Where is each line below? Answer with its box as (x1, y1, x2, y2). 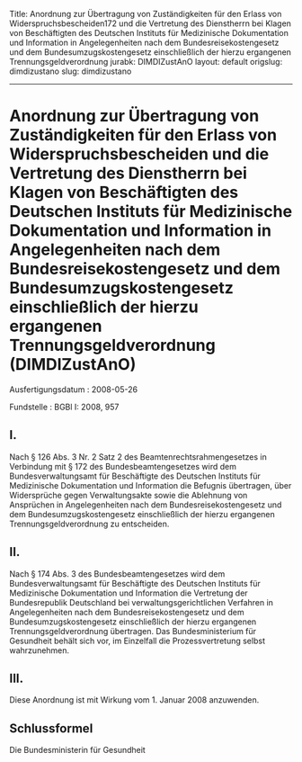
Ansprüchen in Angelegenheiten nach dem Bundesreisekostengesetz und (9, 499, 282, 510)
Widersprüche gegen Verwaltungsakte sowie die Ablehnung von (9, 489, 248, 500)
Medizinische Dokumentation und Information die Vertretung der (9, 587, 249, 598)
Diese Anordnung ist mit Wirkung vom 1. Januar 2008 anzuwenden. (9, 695, 260, 705)
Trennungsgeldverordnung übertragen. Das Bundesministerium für (9, 625, 257, 636)
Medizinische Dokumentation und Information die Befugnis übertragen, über (9, 480, 292, 490)
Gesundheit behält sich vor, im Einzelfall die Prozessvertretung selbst (9, 635, 265, 646)
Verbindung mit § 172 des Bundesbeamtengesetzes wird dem (9, 461, 236, 471)
